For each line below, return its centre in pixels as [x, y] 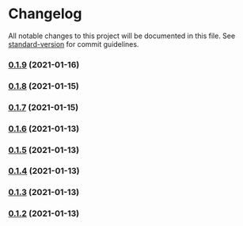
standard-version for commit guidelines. [74, 44]
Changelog [45, 14]
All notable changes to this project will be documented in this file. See [122, 36]
